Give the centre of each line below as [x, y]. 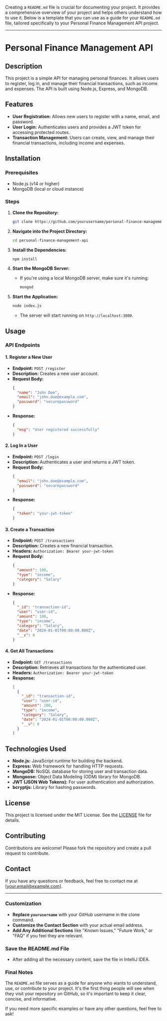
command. [23, 920]
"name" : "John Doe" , [38, 392]
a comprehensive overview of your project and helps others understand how [83, 12]
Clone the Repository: [35, 212]
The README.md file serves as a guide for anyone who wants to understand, [81, 983]
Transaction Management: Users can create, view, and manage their [83, 137]
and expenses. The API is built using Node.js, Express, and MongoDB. [77, 89]
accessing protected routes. [41, 132]
